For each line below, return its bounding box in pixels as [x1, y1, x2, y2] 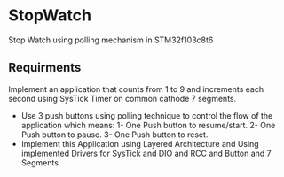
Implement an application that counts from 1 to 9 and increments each [8, 83, 264, 94]
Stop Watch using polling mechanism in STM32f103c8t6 [8, 35, 214, 45]
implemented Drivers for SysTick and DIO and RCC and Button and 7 [20, 148, 272, 158]
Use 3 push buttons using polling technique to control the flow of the [20, 110, 273, 120]
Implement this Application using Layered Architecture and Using [20, 138, 259, 149]
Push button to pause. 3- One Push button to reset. [20, 129, 209, 140]
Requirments [8, 60, 82, 75]
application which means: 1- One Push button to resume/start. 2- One [20, 119, 276, 130]
